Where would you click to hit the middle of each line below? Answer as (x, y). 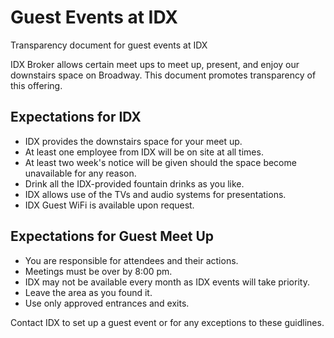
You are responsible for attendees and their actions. (131, 260)
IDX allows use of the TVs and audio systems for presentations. (155, 194)
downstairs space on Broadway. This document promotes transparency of (163, 75)
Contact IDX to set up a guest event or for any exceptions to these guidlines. (167, 322)
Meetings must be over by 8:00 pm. (98, 271)
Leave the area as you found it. (88, 292)
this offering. (36, 85)
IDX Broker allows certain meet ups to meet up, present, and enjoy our (155, 64)
